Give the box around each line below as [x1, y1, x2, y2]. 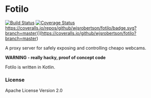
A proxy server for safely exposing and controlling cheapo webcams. [5, 45, 147, 51]
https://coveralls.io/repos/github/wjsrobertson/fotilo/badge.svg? [5, 25, 137, 31]
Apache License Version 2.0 [5, 88, 63, 94]
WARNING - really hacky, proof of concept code [5, 54, 106, 60]
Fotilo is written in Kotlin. [5, 64, 56, 70]
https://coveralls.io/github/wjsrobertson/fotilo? [41, 30, 137, 36]
